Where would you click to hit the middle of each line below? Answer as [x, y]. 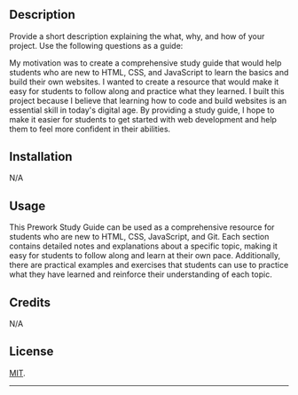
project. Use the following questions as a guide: [96, 45]
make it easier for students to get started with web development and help [143, 119]
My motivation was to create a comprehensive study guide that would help [145, 63]
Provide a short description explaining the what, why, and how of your [137, 36]
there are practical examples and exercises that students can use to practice [149, 265]
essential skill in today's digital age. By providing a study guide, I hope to [142, 110]
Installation [41, 157]
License [31, 352]
